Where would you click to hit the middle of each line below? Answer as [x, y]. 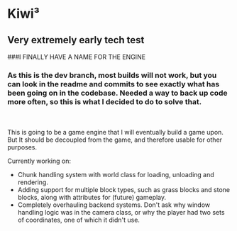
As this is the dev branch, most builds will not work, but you [112, 75]
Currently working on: [39, 161]
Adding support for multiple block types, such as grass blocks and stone [124, 190]
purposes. [22, 147]
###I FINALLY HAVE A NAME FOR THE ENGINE [77, 57]
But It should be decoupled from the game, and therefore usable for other [115, 140]
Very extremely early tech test [76, 40]
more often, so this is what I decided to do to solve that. [105, 101]
